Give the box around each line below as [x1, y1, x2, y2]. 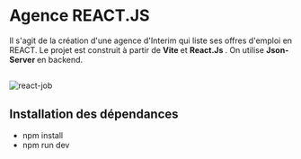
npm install [22, 130, 64, 141]
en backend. [36, 54, 84, 65]
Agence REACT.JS [9, 5, 150, 26]
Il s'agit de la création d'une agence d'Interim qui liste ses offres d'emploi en [9, 35, 293, 46]
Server [9, 54, 36, 65]
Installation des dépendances [9, 106, 179, 121]
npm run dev [22, 140, 70, 151]
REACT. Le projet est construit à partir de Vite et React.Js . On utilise [9, 44, 265, 55]
